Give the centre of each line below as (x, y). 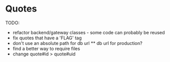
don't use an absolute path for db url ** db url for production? (78, 43)
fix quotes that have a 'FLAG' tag (47, 38)
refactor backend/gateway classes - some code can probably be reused (89, 32)
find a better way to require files (46, 48)
